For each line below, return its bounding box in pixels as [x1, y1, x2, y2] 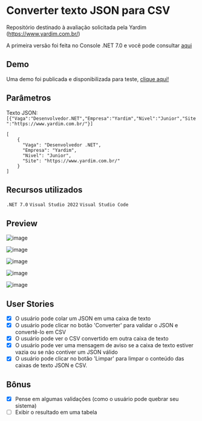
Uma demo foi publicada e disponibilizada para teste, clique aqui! [6, 75, 169, 82]
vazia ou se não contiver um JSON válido [15, 348, 118, 356]
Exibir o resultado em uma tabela [15, 409, 97, 416]
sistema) [15, 402, 37, 410]
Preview [6, 218, 38, 229]
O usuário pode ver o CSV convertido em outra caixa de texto [15, 335, 169, 342]
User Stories [6, 299, 54, 309]
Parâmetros [6, 93, 51, 103]
